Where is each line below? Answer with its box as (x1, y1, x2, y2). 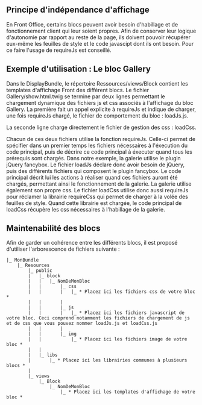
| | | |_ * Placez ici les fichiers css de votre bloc (28, 289, 196, 295)
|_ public (28, 268, 52, 274)
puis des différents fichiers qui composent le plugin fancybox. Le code (6, 167, 181, 174)
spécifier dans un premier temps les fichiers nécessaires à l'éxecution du (6, 142, 188, 149)
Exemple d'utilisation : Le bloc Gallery (6, 64, 151, 74)
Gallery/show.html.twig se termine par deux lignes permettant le (6, 93, 166, 100)
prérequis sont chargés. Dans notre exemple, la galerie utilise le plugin (6, 154, 181, 162)
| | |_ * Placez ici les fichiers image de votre (28, 336, 188, 342)
